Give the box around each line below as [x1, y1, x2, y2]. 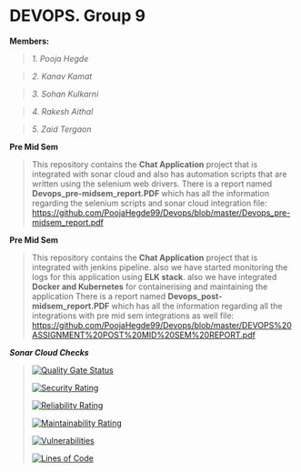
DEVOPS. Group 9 [9, 5, 145, 26]
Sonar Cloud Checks [9, 346, 89, 357]
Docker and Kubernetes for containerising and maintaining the [31, 281, 268, 292]
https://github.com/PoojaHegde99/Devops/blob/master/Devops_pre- [31, 206, 291, 218]
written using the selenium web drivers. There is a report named [31, 178, 273, 189]
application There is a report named [31, 290, 166, 301]
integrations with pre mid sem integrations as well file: [31, 310, 235, 321]
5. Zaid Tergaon [31, 124, 92, 135]
